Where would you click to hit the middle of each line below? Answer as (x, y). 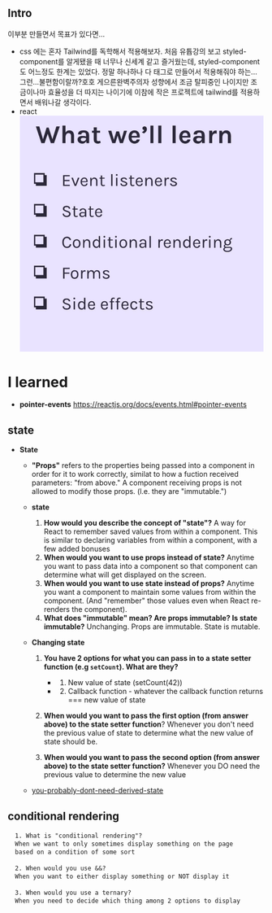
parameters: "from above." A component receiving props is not (137, 483)
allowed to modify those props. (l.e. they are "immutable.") (129, 491)
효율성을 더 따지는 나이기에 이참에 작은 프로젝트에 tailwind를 (143, 92)
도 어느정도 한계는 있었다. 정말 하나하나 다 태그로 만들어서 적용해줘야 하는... (138, 72)
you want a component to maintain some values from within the (150, 592)
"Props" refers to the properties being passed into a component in (143, 465)
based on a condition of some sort (75, 852)
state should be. (71, 742)
